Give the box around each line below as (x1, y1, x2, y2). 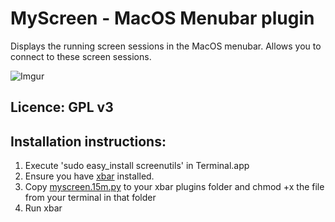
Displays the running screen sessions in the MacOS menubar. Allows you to (10, 40, 322, 52)
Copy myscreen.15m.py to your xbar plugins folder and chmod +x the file (24, 181, 325, 193)
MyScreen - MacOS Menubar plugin (10, 7, 315, 30)
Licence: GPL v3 (10, 99, 114, 116)
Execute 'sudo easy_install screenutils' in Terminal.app (24, 160, 250, 172)
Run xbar (24, 202, 63, 214)
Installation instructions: (10, 133, 167, 150)
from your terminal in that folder (24, 192, 157, 204)
